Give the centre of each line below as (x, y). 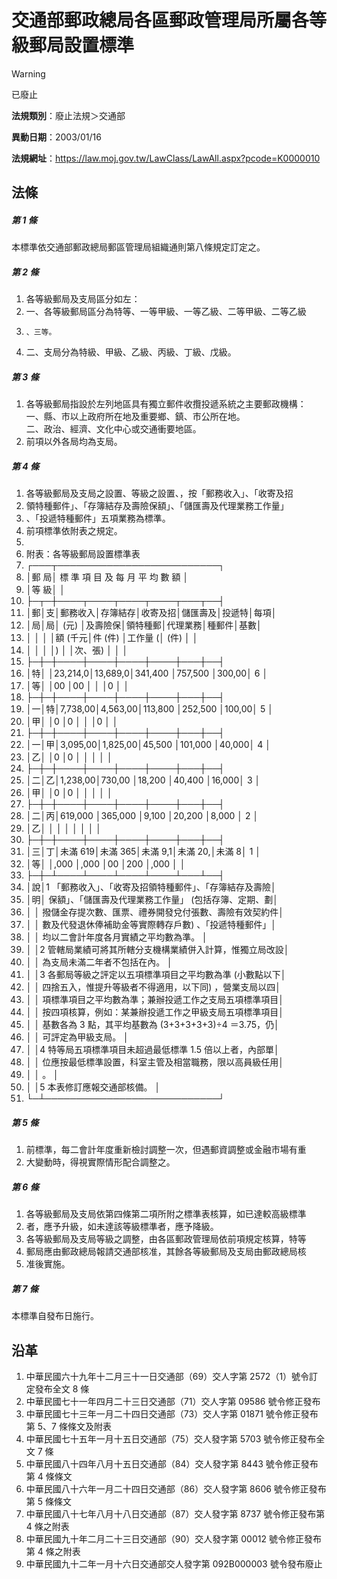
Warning (28, 73)
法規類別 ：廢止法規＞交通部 (68, 115)
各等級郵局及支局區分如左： (83, 299)
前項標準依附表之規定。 (74, 531)
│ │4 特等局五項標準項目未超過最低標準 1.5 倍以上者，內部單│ (152, 1050)
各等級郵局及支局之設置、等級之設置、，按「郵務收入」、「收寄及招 (159, 493)
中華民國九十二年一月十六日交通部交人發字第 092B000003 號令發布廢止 (174, 1563)
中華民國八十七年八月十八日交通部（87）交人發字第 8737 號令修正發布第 (175, 1513)
